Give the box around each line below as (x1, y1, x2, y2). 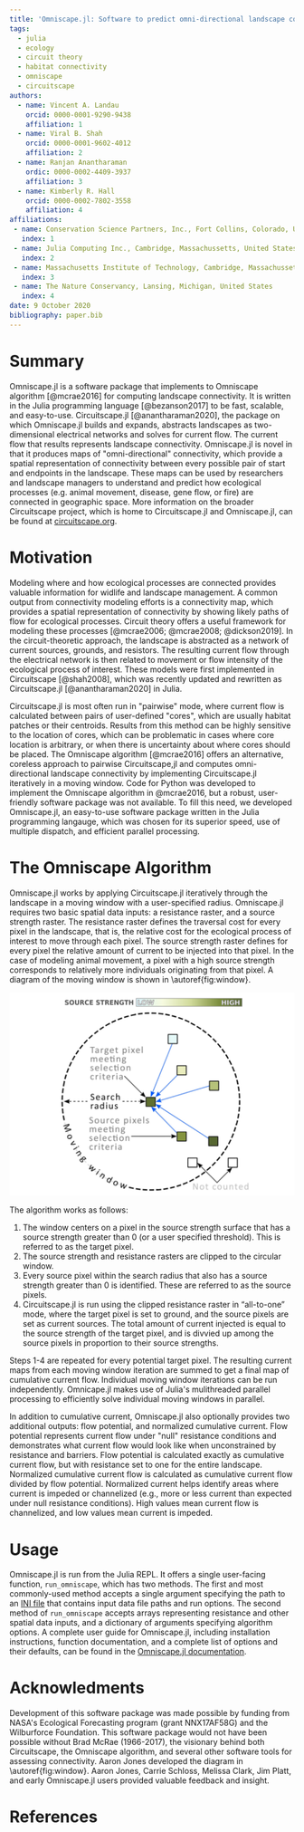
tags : (9, 24, 30, 34)
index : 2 (21, 254, 54, 263)
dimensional (9, 428, 55, 439)
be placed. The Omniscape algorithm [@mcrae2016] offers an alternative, (9, 748, 284, 760)
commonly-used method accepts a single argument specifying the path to (9, 1588, 286, 1599)
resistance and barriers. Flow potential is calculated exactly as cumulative (9, 1450, 285, 1461)
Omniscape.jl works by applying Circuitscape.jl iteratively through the (9, 887, 269, 898)
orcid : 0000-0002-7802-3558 (25, 196, 131, 206)
